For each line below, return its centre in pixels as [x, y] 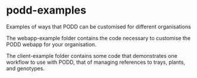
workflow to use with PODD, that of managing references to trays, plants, [96, 62]
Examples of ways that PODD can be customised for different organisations [99, 27]
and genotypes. [25, 68]
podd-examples [46, 10]
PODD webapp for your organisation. [51, 44]
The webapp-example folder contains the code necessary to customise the [98, 38]
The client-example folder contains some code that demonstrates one [92, 56]
